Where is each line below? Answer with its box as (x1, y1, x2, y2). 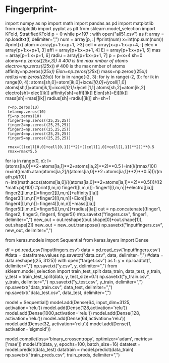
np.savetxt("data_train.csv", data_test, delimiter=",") (5, 284, 112, 290)
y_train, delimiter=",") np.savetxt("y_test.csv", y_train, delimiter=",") (5, 278, 143, 285)
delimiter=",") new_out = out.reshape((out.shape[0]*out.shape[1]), (5, 216, 143, 223)
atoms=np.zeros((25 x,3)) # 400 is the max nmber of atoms (5, 57, 128, 63)
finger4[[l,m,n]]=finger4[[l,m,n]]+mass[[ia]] (5, 200, 96, 206)
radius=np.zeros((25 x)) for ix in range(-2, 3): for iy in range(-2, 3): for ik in (5, 74, 159, 80)
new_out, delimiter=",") (5, 227, 53, 233)
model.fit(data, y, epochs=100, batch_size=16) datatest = (22, 341, 141, 347)
